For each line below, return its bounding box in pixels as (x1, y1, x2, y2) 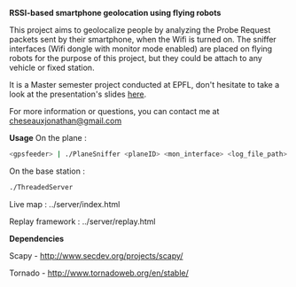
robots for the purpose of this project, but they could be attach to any (9, 53, 263, 63)
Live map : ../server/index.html (9, 198, 121, 209)
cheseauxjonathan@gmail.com (9, 115, 122, 126)
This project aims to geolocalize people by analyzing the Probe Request (9, 25, 271, 35)
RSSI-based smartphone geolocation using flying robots (9, 8, 222, 18)
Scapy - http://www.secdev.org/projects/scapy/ (9, 250, 183, 260)
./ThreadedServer (9, 182, 74, 191)
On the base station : (9, 166, 86, 176)
